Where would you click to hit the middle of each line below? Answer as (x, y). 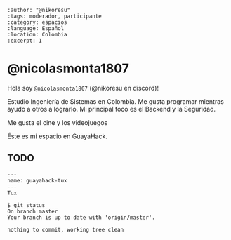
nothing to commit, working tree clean (66, 229)
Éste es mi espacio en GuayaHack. (57, 136)
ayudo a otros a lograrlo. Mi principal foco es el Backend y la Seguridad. (112, 109)
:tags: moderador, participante (54, 16)
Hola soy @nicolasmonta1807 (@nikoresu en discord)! (83, 88)
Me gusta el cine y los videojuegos (58, 122)
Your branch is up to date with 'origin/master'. (81, 218)
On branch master (33, 211)
